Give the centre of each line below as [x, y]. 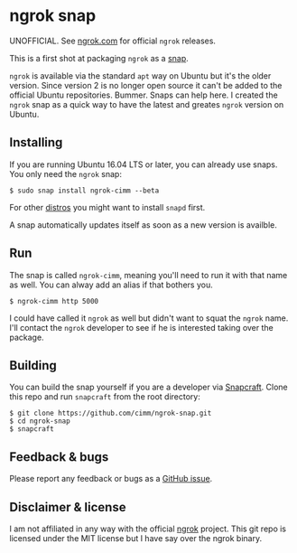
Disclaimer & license [68, 507]
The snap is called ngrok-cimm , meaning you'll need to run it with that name [148, 275]
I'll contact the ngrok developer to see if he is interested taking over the [141, 327]
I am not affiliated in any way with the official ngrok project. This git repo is [148, 529]
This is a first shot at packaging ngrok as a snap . [99, 58]
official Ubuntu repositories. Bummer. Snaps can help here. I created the [144, 95]
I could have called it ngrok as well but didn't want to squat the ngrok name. [149, 318]
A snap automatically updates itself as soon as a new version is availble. [143, 225]
